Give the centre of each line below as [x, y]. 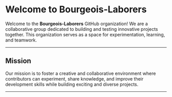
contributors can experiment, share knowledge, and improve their [74, 79]
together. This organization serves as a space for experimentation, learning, [85, 34]
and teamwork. [21, 40]
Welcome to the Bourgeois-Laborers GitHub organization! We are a [77, 24]
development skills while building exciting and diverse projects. [72, 84]
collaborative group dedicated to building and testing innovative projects [82, 29]
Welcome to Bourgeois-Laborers [76, 9]
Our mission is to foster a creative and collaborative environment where [81, 73]
